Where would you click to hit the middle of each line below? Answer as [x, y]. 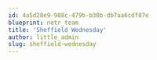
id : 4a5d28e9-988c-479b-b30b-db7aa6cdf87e [78, 15]
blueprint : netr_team [44, 23]
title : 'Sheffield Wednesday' [58, 30]
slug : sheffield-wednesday [52, 44]
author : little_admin [44, 37]
